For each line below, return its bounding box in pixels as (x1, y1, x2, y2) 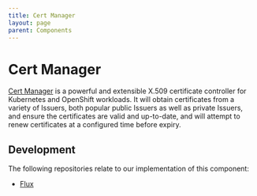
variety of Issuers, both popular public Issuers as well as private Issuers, (8, 104, 243, 113)
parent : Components (8, 26, 73, 34)
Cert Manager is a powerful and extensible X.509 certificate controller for (8, 86, 247, 96)
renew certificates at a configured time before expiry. (8, 120, 181, 130)
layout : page (8, 19, 51, 27)
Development (8, 143, 76, 156)
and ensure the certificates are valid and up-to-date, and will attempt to (8, 111, 240, 121)
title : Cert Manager (8, 11, 76, 20)
